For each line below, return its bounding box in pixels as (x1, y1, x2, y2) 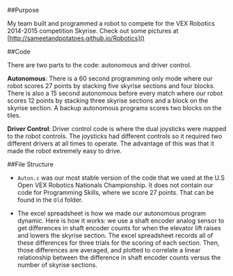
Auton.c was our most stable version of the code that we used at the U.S (17, 173, 225, 182)
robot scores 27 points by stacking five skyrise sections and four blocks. (7, 82, 216, 89)
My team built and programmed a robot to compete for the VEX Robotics (7, 19, 216, 27)
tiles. (7, 111, 21, 119)
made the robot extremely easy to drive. (7, 147, 122, 155)
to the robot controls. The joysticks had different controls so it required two (7, 132, 223, 140)
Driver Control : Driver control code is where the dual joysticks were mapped (7, 125, 227, 132)
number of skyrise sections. (17, 261, 97, 269)
